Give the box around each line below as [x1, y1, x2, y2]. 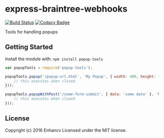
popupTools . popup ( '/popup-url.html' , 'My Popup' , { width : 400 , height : [5, 74, 156, 79]
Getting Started [5, 43, 53, 52]
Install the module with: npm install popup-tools [5, 56, 103, 62]
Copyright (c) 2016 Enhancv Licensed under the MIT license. [5, 127, 127, 133]
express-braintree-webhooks [5, 3, 128, 15]
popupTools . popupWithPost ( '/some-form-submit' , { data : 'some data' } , [5, 92, 154, 97]
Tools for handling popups [5, 29, 58, 34]
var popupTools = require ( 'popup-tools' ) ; [5, 65, 93, 70]
